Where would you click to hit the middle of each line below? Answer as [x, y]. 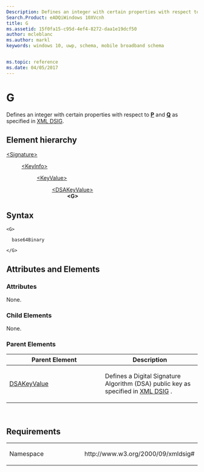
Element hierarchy [42, 140]
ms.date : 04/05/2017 [32, 67]
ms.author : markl [28, 40]
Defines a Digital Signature [143, 376]
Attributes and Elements [53, 269]
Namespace [27, 454]
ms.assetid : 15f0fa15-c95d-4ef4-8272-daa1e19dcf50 [72, 29]
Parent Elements [31, 345]
